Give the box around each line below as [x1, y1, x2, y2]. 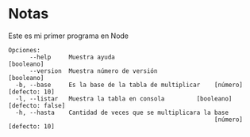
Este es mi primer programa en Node [8, 31, 129, 40]
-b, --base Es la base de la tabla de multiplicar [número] [15, 81, 244, 89]
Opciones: [8, 46, 41, 54]
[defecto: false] [8, 101, 66, 109]
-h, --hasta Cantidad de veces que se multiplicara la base [15, 108, 229, 116]
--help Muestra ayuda [29, 53, 115, 61]
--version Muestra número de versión [29, 67, 158, 75]
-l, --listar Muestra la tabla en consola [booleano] [15, 94, 233, 103]
